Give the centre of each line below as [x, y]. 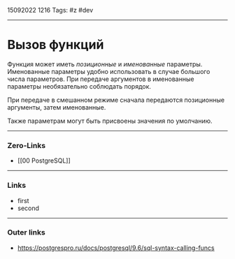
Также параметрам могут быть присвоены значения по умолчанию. [110, 121]
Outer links [26, 232]
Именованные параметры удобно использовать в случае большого [109, 71]
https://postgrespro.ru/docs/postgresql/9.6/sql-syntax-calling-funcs [116, 248]
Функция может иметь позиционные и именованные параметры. [105, 64]
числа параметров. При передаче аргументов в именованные [101, 79]
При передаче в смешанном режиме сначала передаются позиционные [116, 100]
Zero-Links [27, 145]
